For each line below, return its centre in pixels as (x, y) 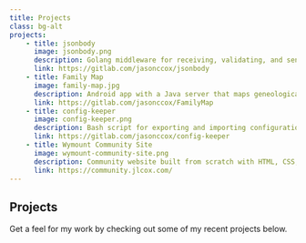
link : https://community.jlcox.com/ (103, 170)
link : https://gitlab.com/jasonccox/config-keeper (132, 137)
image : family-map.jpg (76, 86)
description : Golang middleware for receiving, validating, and (158, 60)
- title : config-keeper (71, 111)
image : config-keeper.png (82, 119)
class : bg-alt (36, 26)
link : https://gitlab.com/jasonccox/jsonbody (121, 69)
